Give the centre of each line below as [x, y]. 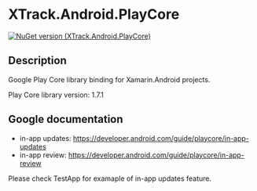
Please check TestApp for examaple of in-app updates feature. [110, 178]
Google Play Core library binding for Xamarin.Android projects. [109, 79]
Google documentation [66, 119]
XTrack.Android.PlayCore [94, 14]
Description [37, 61]
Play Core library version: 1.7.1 [56, 95]
